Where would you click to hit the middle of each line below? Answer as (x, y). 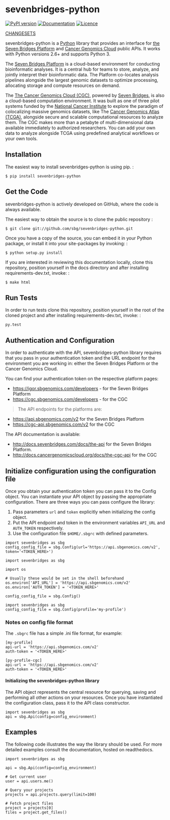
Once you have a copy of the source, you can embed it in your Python (79, 238)
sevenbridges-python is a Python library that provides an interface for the (82, 43)
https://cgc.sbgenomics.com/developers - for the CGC (70, 399)
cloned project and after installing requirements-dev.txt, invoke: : (73, 315)
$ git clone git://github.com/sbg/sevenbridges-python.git (69, 228)
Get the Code (27, 192)
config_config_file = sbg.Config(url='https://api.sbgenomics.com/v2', (83, 547)
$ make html (18, 282)
